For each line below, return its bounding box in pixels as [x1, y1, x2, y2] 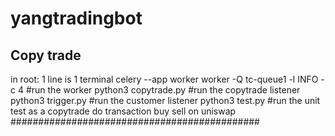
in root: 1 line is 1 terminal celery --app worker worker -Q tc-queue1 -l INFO [10, 73, 319, 85]
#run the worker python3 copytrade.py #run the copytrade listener [25, 84, 301, 96]
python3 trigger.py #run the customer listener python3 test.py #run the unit [10, 95, 321, 106]
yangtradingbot [10, 7, 143, 30]
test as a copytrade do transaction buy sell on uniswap [10, 105, 237, 117]
